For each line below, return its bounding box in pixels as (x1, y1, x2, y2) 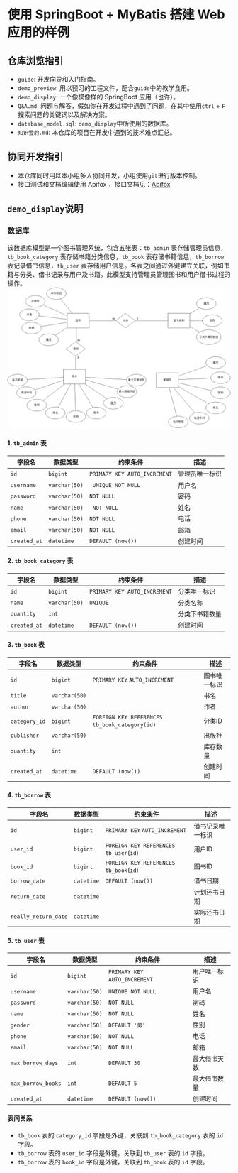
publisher (10, 732, 40, 739)
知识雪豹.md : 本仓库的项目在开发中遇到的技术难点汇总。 (17, 129, 176, 136)
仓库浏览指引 (7, 55, 64, 67)
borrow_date (10, 878, 46, 885)
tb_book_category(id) (92, 721, 157, 729)
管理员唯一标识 (178, 469, 222, 478)
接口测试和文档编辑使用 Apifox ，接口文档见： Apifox (17, 180, 171, 188)
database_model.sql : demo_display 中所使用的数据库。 (17, 119, 173, 128)
